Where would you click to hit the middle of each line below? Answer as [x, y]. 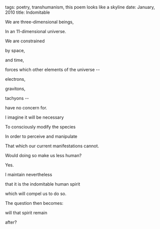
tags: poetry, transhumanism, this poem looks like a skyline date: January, [80, 7]
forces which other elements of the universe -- [52, 69]
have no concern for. [26, 108]
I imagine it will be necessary [34, 117]
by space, [15, 50]
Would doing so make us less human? [44, 155]
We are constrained [25, 41]
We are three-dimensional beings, [39, 22]
